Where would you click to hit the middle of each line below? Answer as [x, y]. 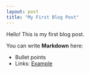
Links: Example [34, 64]
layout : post [22, 12]
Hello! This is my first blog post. [45, 34]
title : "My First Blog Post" [43, 17]
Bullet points [30, 57]
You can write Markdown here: [45, 46]
